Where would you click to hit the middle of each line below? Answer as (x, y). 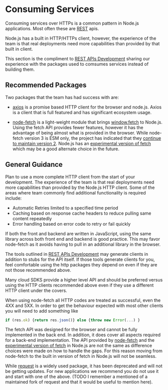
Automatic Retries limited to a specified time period (65, 208)
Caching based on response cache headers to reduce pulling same (82, 213)
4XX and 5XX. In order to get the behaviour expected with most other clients (84, 306)
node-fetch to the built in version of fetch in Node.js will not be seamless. (81, 356)
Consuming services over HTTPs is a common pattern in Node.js (72, 23)
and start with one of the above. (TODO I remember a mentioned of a (76, 377)
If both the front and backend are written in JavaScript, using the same (78, 233)
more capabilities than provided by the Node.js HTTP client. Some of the (80, 187)
